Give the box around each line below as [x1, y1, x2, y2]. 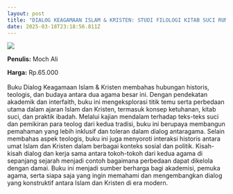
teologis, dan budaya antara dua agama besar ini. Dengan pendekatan [7, 91, 208, 99]
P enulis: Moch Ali [7, 55, 58, 63]
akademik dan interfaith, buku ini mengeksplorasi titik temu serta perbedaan [7, 98, 225, 106]
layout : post [7, 10, 45, 17]
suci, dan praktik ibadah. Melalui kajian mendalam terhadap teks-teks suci [7, 112, 219, 121]
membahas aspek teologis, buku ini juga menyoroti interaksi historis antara [7, 134, 221, 143]
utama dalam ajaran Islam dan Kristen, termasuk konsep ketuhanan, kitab [7, 105, 216, 114]
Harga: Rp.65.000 [7, 69, 59, 77]
